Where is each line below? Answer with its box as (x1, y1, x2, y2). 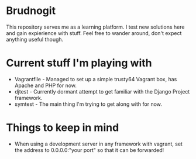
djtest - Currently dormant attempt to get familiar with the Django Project (14, 88, 190, 95)
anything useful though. (6, 36, 64, 43)
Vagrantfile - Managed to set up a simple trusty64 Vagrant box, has (14, 75, 177, 82)
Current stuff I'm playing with (6, 57, 152, 70)
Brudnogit (6, 4, 56, 18)
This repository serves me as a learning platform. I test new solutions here (6, 23, 185, 30)
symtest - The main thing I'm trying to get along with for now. (14, 101, 163, 108)
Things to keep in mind (6, 121, 119, 134)
